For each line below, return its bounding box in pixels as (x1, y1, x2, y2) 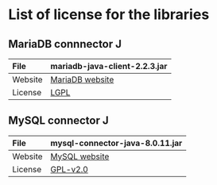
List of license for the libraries (8, 6, 210, 24)
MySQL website (50, 151, 110, 162)
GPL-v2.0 (50, 164, 89, 175)
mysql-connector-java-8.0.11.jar (50, 137, 183, 148)
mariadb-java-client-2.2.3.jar (50, 61, 168, 71)
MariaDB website (50, 74, 114, 85)
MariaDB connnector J (8, 37, 122, 51)
